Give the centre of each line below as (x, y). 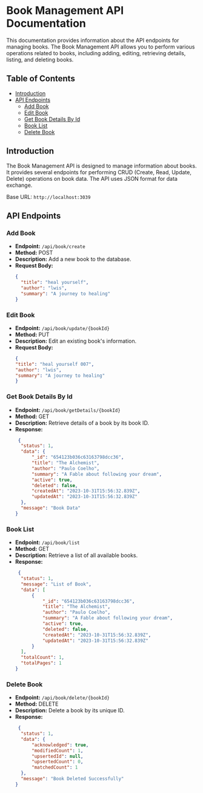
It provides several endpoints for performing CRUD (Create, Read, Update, (99, 172)
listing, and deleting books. (40, 59)
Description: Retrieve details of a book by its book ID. (82, 423)
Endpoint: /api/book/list (47, 542)
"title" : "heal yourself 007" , (55, 364)
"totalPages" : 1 (41, 663)
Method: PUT (32, 334)
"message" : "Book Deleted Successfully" (72, 779)
